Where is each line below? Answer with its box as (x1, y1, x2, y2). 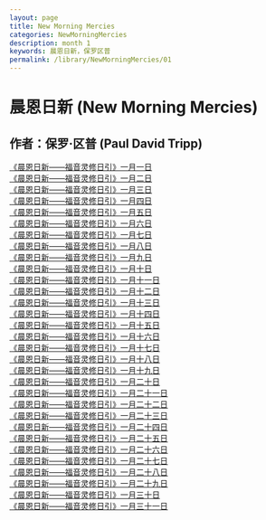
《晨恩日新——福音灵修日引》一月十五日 (9, 320, 160, 330)
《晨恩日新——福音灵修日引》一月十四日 (9, 308, 160, 319)
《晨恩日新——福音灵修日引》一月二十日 (9, 376, 160, 387)
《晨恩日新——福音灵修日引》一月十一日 (9, 275, 160, 285)
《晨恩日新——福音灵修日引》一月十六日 (9, 331, 160, 342)
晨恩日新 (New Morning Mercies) (9, 97, 259, 118)
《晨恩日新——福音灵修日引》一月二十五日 (9, 433, 168, 443)
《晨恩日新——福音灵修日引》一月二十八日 (9, 467, 168, 477)
